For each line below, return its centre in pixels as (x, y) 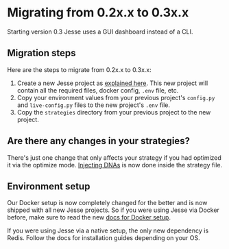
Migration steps (42, 53)
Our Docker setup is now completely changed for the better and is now (107, 203)
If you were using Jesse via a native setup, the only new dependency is (108, 230)
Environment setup (49, 186)
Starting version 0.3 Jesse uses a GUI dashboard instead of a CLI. (100, 32)
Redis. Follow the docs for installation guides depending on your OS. (104, 238)
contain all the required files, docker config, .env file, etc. (98, 90)
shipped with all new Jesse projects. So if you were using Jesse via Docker (113, 210)
